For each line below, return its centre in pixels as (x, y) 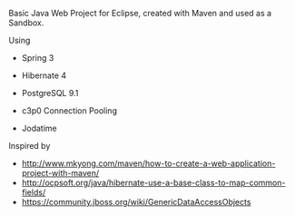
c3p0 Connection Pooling (69, 111)
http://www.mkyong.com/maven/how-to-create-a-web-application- (148, 163)
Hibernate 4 (44, 75)
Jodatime (39, 128)
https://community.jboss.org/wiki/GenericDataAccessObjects (136, 202)
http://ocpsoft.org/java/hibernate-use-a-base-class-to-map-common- (153, 182)
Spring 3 (38, 58)
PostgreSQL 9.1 (50, 93)
